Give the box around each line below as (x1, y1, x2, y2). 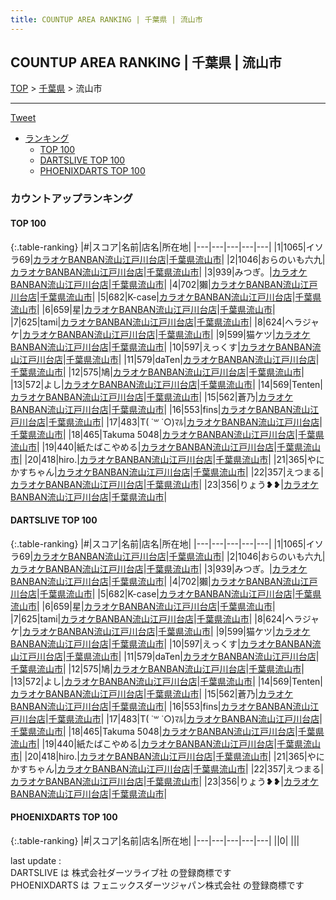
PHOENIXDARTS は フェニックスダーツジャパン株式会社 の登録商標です (10, 879, 305, 891)
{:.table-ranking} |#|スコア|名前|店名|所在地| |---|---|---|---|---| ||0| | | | (10, 834, 300, 846)
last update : (10, 854, 62, 866)
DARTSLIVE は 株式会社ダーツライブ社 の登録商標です (10, 866, 232, 878)
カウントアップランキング (10, 192, 133, 206)
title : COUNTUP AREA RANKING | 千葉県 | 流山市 (10, 14, 203, 25)
